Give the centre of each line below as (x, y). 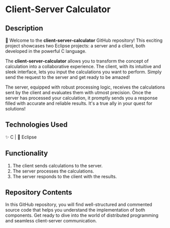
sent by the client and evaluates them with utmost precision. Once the (78, 92)
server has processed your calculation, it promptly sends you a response (81, 98)
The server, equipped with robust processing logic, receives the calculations (85, 87)
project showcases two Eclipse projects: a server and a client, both (75, 46)
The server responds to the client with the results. (65, 176)
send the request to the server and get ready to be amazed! (68, 77)
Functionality (27, 153)
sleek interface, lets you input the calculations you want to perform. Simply (83, 72)
